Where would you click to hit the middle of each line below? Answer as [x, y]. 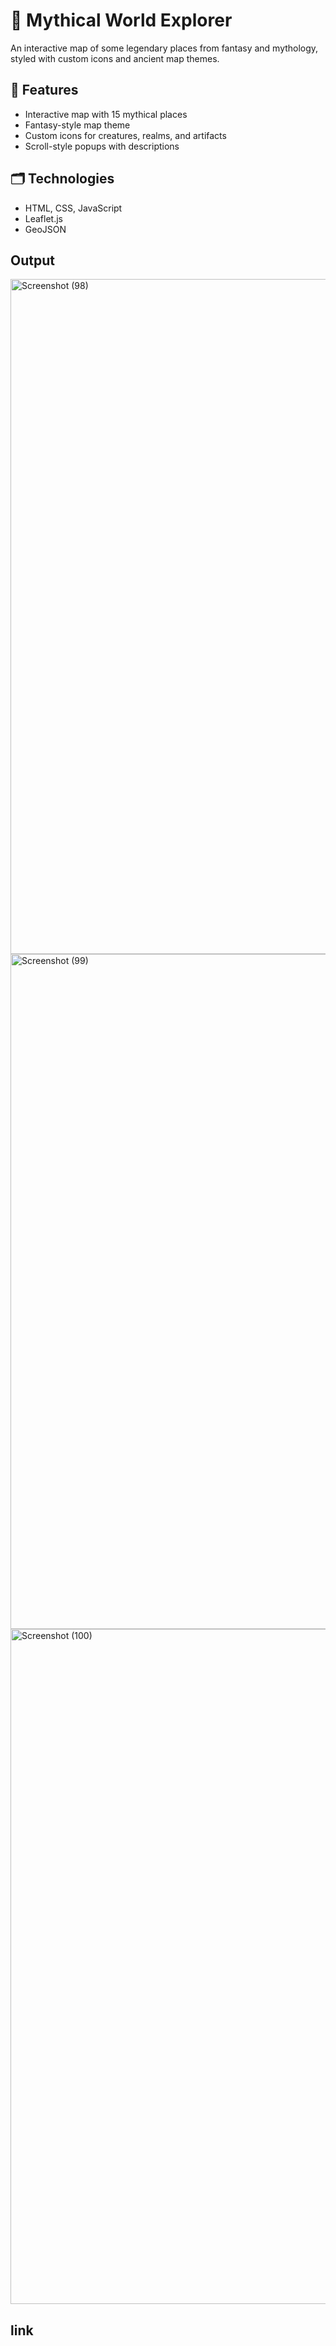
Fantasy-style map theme [77, 125]
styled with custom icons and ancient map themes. [115, 58]
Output [32, 260]
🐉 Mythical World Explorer [121, 20]
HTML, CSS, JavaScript [73, 208]
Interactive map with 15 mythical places [106, 114]
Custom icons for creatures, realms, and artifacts [125, 135]
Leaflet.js [44, 218]
